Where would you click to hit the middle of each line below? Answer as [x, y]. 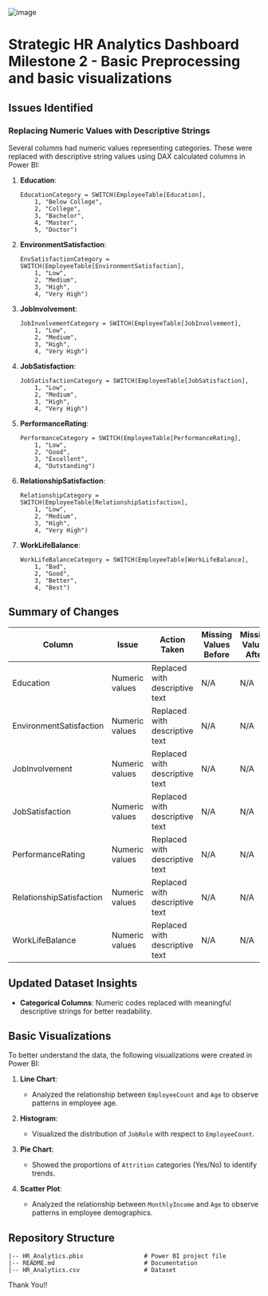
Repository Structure [62, 1237]
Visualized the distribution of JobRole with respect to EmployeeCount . [143, 1134]
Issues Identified [51, 108]
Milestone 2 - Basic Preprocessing [124, 62]
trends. [43, 1173]
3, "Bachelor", [60, 215]
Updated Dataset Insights [73, 984]
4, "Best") [53, 587]
